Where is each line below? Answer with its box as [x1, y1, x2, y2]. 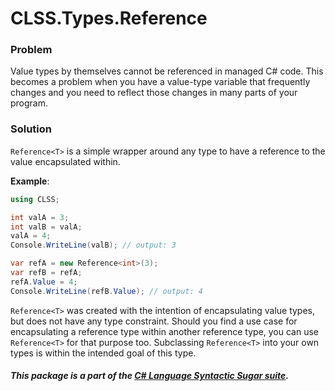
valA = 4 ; [10, 231, 52, 241]
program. [10, 97, 49, 109]
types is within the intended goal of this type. [10, 347, 197, 359]
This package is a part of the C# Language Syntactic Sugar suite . [10, 370, 290, 382]
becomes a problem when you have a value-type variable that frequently [10, 76, 311, 88]
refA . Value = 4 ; [10, 277, 78, 287]
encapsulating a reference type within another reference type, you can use [10, 325, 320, 337]
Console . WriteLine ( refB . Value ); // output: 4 [10, 286, 203, 296]
